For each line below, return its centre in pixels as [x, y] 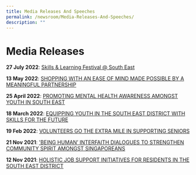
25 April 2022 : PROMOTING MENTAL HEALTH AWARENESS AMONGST [92, 96]
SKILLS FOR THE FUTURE [37, 120]
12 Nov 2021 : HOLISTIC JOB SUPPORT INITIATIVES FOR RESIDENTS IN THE [98, 160]
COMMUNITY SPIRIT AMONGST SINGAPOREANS [66, 149]
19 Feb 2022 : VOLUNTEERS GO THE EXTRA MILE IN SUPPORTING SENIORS [98, 131]
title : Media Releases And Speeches [50, 11]
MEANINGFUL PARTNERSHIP [41, 85]
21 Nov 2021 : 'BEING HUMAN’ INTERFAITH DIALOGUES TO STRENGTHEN [95, 142]
